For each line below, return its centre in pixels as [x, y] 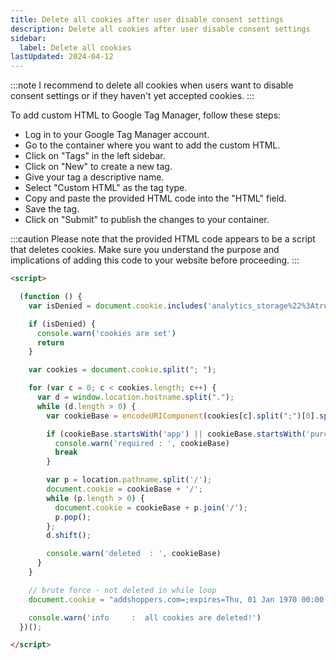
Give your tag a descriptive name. [94, 177]
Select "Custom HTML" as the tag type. [106, 188]
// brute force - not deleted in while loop [122, 590]
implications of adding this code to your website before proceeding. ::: [155, 260]
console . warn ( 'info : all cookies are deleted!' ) [145, 617]
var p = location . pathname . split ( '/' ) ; [129, 480]
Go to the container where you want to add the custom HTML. [152, 145]
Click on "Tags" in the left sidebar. [95, 156]
